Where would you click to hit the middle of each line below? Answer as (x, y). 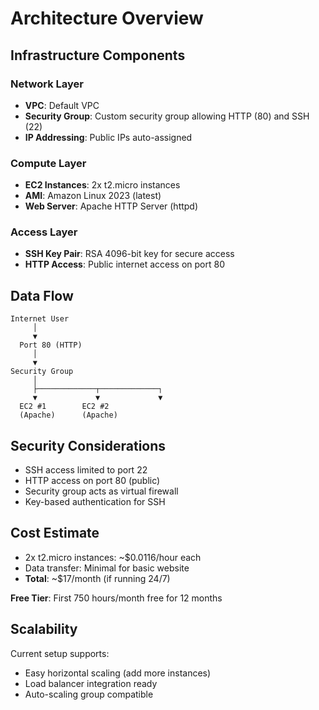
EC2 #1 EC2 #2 (64, 407)
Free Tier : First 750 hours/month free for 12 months (116, 598)
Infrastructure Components (98, 55)
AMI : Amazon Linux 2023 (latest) (93, 196)
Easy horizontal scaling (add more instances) (118, 673)
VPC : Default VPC (62, 105)
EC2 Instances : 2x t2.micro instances (102, 185)
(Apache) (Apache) (68, 415)
